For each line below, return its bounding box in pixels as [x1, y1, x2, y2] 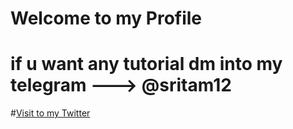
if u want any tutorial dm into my [10, 53, 283, 76]
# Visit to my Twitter [10, 107, 91, 119]
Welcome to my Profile [10, 7, 203, 30]
